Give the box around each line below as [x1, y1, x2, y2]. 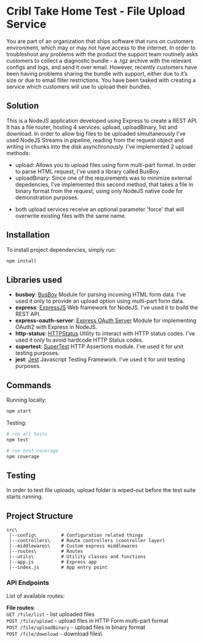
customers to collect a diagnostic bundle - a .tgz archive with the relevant [6, 57, 192, 64]
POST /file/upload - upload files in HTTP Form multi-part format [6, 617, 169, 625]
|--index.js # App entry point [9, 564, 108, 571]
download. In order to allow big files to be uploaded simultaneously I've [6, 130, 186, 137]
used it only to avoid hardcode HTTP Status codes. [15, 336, 144, 344]
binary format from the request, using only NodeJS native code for [15, 187, 183, 194]
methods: [6, 149, 31, 156]
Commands [6, 380, 52, 391]
